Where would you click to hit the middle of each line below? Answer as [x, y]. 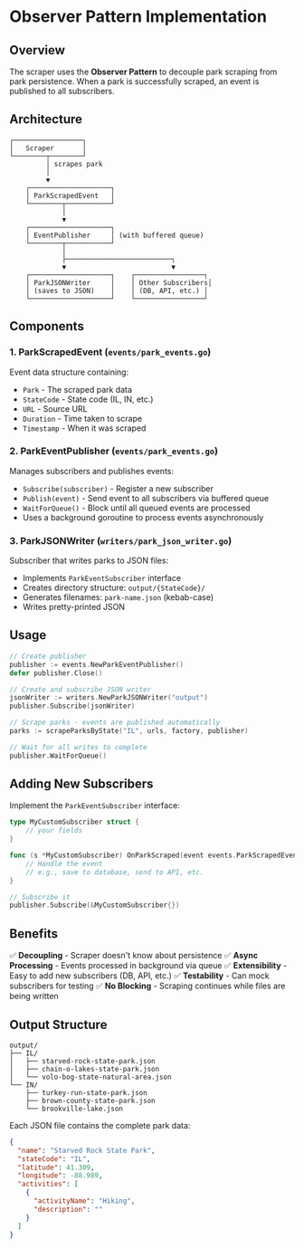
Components [47, 326]
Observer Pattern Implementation [138, 17]
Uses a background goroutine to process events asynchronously [143, 517]
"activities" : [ [48, 1184]
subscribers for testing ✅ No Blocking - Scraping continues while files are [147, 986]
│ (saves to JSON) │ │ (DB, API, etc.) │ [117, 291]
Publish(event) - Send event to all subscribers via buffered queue [146, 498]
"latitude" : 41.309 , [56, 1167]
